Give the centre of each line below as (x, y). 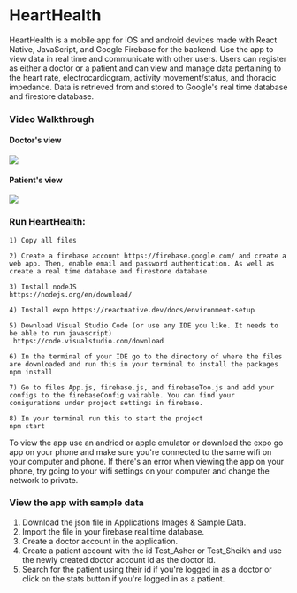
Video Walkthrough (52, 119)
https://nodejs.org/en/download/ (71, 294)
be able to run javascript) (61, 333)
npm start (27, 426)
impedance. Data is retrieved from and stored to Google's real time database (148, 87)
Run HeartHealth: (47, 222)
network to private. (44, 480)
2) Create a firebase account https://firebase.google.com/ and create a (148, 256)
